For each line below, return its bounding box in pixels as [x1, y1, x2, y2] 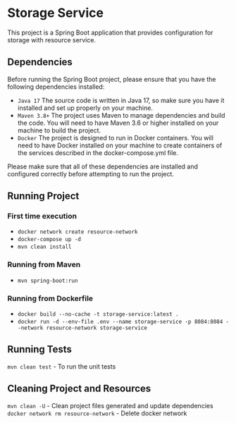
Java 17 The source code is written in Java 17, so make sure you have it [17, 96, 225, 104]
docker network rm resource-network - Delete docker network [7, 409, 187, 417]
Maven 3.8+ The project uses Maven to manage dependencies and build [17, 111, 225, 119]
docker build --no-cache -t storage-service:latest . [17, 311, 179, 318]
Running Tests [7, 343, 72, 355]
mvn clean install [17, 243, 72, 251]
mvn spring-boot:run [17, 277, 78, 284]
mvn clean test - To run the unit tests [7, 362, 116, 371]
